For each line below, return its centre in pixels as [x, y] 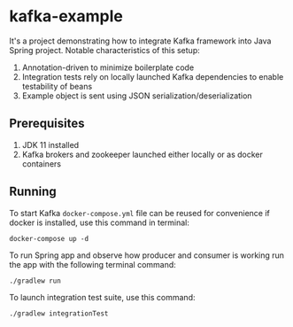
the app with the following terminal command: [93, 264]
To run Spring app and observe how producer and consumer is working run [147, 255]
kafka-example [66, 16]
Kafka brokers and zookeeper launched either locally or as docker [142, 154]
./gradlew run [35, 281]
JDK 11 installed [50, 144]
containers [42, 163]
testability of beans [57, 86]
